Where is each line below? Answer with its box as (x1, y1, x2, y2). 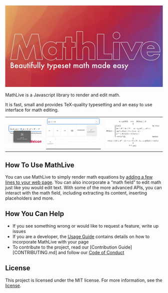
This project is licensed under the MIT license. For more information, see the (5, 277, 162, 283)
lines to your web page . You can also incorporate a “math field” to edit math (5, 179, 161, 185)
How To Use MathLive (5, 161, 74, 169)
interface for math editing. (5, 107, 59, 113)
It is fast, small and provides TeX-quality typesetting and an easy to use (5, 101, 152, 107)
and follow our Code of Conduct (58, 249, 124, 255)
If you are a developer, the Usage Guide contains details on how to (12, 233, 150, 240)
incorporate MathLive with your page (12, 239, 89, 245)
